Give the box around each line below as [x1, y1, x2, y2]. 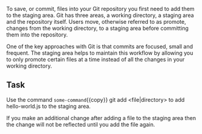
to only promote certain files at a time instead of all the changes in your [6, 56, 185, 63]
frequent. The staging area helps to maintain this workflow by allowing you [6, 49, 193, 57]
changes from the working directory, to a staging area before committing [6, 24, 189, 32]
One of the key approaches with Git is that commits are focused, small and [6, 43, 193, 50]
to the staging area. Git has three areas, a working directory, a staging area [6, 12, 194, 19]
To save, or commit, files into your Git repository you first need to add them [6, 5, 195, 12]
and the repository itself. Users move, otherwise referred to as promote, [6, 18, 187, 25]
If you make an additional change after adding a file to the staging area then [6, 114, 197, 121]
